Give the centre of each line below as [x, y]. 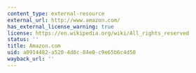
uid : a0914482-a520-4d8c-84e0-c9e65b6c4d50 [72, 53]
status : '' [23, 40]
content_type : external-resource [56, 14]
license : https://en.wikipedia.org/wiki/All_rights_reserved [98, 33]
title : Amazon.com [34, 46]
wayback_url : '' [31, 59]
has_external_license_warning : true [61, 26]
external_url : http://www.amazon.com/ [64, 20]
